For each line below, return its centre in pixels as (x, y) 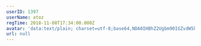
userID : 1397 (22, 12)
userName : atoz (25, 17)
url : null (19, 34)
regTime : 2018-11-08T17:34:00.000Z (51, 23)
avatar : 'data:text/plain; (40, 28)
